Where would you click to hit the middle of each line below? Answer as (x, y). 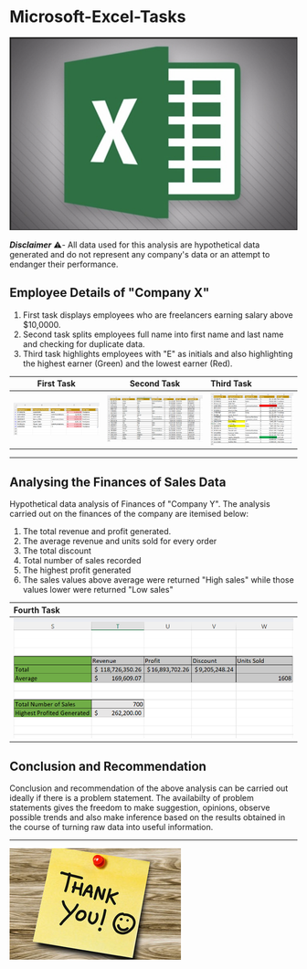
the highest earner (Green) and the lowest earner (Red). (127, 363)
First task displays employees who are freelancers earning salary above (158, 315)
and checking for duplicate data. (84, 343)
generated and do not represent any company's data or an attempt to (140, 255)
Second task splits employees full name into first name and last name (153, 334)
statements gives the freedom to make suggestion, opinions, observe (140, 808)
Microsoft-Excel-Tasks (98, 17)
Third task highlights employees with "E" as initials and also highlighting (158, 353)
